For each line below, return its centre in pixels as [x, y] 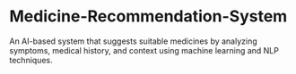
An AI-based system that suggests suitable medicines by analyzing [133, 41]
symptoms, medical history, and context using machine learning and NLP [144, 50]
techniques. [31, 60]
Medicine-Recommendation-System [148, 16]
